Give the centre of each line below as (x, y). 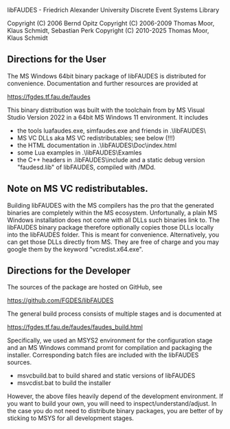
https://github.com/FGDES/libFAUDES (60, 300)
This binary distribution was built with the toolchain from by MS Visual (106, 110)
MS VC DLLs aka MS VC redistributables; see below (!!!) (96, 137)
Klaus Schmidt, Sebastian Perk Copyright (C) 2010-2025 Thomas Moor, (108, 31)
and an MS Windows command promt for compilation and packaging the (110, 348)
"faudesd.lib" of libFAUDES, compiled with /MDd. (86, 167)
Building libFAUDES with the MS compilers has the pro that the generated (111, 205)
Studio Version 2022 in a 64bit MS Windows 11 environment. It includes (108, 117)
